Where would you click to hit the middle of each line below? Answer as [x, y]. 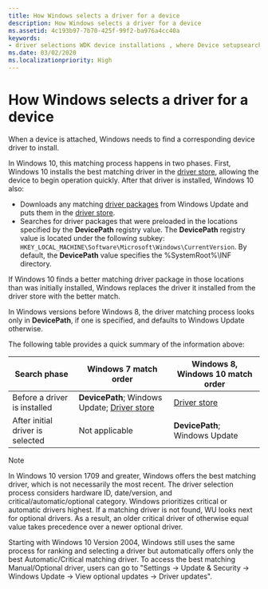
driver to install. [34, 147]
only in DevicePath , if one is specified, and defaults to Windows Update [126, 320]
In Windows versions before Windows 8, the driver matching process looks [132, 311]
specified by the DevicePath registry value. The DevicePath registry [132, 230]
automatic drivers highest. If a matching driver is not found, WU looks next [130, 510]
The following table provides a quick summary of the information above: [126, 344]
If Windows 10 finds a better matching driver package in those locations [126, 279]
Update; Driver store [116, 407]
